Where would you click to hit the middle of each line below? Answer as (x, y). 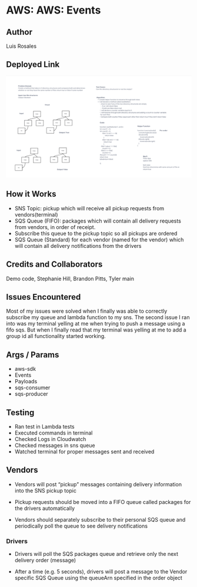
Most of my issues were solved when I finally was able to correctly (87, 311)
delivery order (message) (45, 561)
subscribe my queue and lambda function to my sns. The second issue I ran (98, 317)
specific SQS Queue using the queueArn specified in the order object (98, 578)
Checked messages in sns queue (55, 445)
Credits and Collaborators (54, 265)
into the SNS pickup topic (45, 490)
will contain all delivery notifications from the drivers (78, 246)
